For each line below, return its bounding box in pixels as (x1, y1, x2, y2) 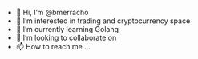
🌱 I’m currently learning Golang (15, 25, 119, 33)
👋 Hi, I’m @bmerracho (15, 8, 89, 17)
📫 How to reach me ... (15, 42, 91, 51)
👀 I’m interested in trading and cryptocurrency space (15, 16, 191, 26)
